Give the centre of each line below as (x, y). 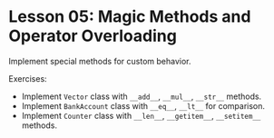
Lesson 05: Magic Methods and (130, 17)
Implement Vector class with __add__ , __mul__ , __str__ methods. (142, 96)
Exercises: (28, 78)
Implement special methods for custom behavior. (100, 61)
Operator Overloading (93, 36)
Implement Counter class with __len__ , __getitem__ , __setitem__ (141, 115)
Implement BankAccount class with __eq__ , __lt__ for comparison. (143, 105)
